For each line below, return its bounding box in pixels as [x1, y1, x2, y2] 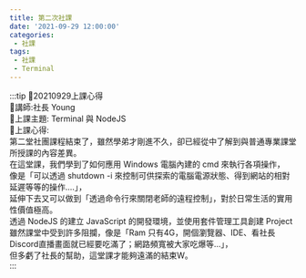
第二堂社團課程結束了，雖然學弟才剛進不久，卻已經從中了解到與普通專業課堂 [9, 136, 297, 147]
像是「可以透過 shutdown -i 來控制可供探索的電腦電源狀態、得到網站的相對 [9, 170, 291, 180]
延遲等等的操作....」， [9, 181, 87, 192]
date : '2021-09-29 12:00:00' [9, 22, 120, 31]
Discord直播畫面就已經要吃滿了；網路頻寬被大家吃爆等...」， [9, 238, 233, 249]
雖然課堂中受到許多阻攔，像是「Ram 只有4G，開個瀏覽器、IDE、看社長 [9, 227, 276, 238]
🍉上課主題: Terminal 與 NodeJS [9, 113, 127, 124]
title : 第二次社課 [9, 13, 73, 23]
